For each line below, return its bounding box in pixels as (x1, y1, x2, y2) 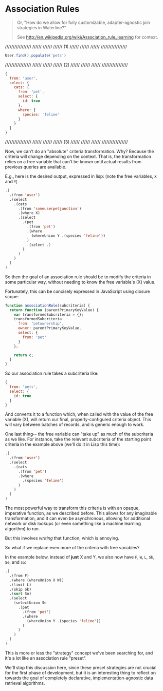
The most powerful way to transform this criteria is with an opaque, (5, 505, 140, 511)
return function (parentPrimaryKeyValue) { (9, 307, 99, 312)
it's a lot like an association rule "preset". (5, 655, 87, 661)
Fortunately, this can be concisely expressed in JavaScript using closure (5, 288, 150, 294)
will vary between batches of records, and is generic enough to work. (5, 422, 145, 427)
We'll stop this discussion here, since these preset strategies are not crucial (5, 664, 157, 671)
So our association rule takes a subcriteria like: (5, 370, 99, 376)
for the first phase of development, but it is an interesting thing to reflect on (5, 670, 156, 675)
